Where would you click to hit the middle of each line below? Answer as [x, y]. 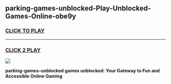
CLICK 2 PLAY [23, 50]
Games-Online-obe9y [41, 17]
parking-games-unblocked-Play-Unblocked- [78, 8]
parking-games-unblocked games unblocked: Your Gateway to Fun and [83, 70]
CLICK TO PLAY [25, 31]
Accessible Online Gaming [34, 76]
